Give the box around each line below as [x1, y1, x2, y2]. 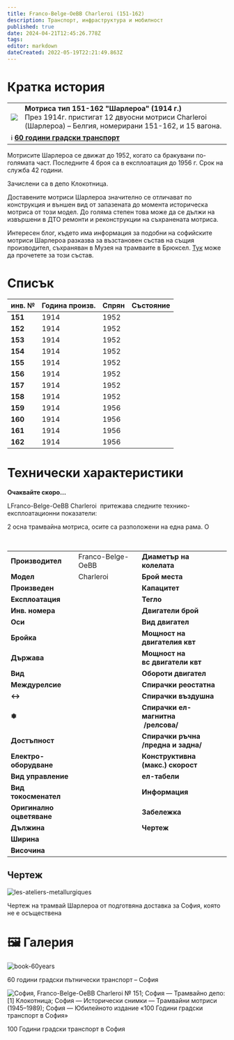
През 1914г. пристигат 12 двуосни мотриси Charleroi [24, 112, 208, 122]
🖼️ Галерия [7, 934, 75, 950]
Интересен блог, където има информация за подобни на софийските [7, 228, 212, 237]
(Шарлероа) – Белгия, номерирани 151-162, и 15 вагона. [24, 121, 222, 130]
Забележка [141, 807, 182, 817]
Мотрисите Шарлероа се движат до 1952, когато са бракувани [7, 151, 195, 159]
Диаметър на [141, 552, 189, 562]
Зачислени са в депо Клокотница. [7, 179, 109, 188]
